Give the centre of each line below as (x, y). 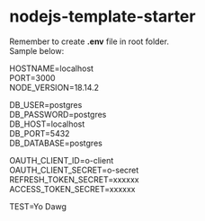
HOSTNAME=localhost (52, 68)
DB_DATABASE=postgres (56, 143)
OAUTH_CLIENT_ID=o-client (62, 160)
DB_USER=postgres (46, 104)
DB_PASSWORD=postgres (58, 114)
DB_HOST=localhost (47, 124)
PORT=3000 (32, 77)
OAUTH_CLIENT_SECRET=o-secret (74, 170)
